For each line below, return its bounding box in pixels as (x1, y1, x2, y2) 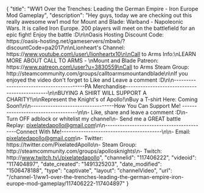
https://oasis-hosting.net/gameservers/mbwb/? (6, 38, 125, 44)
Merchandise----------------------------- (93, 83, 197, 90)
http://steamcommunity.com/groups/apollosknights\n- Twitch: (6, 147, 163, 155)
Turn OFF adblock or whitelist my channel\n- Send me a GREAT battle (6, 115, 181, 122)
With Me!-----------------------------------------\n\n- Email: (38, 128, 191, 135)
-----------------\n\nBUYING (6, 89, 79, 96)
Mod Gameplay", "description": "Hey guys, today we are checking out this (6, 12, 192, 19)
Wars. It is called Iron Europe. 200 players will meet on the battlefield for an (6, 24, 195, 32)
